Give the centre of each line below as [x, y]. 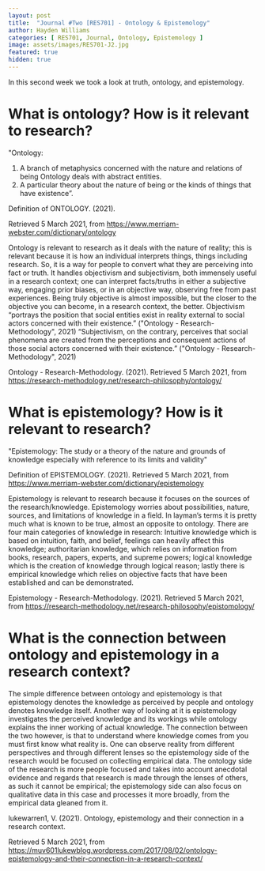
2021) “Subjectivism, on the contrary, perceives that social [153, 331]
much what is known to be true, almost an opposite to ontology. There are [129, 523]
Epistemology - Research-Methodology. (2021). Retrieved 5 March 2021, [126, 598]
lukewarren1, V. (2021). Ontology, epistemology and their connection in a [126, 818]
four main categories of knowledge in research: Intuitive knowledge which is [132, 532]
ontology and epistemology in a [114, 655]
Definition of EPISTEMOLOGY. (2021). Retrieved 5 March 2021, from [119, 474]
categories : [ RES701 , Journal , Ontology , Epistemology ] [106, 38]
